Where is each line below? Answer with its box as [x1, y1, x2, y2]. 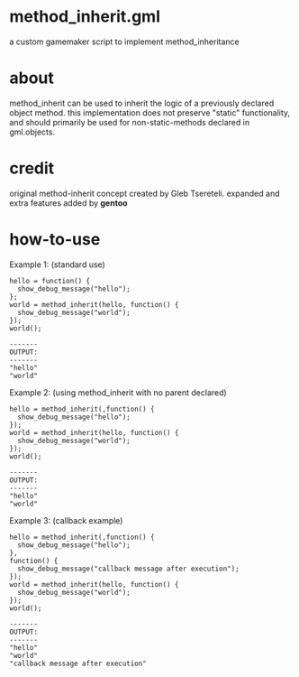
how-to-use [9, 229, 101, 249]
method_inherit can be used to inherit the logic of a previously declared [9, 97, 275, 108]
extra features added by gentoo [9, 197, 128, 209]
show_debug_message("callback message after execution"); [17, 564, 240, 573]
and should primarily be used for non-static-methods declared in [9, 116, 250, 127]
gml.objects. [9, 126, 56, 137]
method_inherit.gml [9, 6, 160, 27]
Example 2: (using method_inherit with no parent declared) [9, 386, 227, 398]
